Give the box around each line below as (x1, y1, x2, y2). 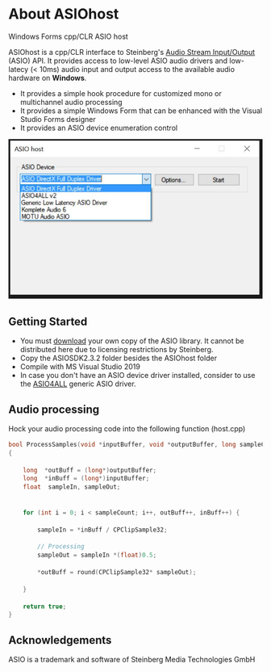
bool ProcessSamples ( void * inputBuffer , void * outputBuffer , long (8, 440, 236, 448)
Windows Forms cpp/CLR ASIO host (8, 31, 129, 41)
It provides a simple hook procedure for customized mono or (19, 88, 222, 98)
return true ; (23, 603, 67, 611)
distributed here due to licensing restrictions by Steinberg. (19, 345, 214, 355)
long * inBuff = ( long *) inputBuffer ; (23, 474, 150, 483)
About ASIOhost (8, 5, 119, 23)
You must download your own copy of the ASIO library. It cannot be (19, 336, 244, 346)
